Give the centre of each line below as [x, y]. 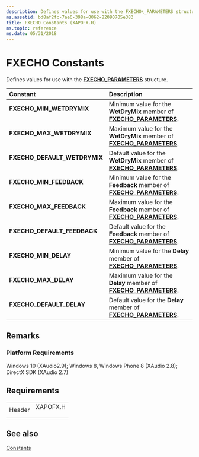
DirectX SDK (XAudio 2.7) [37, 372]
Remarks [23, 336]
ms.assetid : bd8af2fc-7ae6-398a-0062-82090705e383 [70, 17]
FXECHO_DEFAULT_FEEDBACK [53, 231]
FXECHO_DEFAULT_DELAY [47, 304]
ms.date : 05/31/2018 [32, 34]
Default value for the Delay [146, 300]
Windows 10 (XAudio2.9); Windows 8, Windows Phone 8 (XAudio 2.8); [92, 366]
